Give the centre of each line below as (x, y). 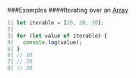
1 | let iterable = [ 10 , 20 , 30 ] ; (56, 23)
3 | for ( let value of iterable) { (58, 36)
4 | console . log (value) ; (45, 42)
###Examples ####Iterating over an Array (68, 10)
